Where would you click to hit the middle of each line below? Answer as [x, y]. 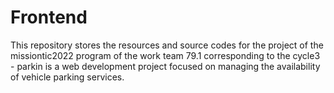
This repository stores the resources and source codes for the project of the [167, 45]
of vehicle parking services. [67, 77]
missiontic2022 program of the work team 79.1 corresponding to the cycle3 [165, 55]
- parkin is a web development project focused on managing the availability [165, 66]
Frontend [49, 17]
